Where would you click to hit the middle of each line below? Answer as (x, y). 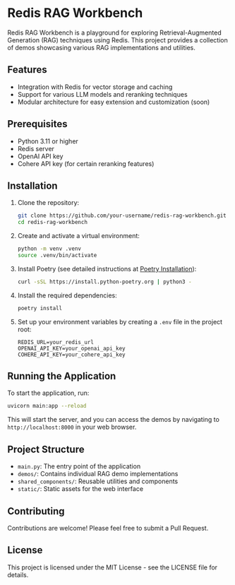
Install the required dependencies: (67, 295)
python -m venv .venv (49, 249)
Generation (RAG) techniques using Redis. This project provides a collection (117, 40)
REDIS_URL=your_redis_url (55, 342)
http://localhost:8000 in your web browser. (72, 427)
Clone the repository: (48, 203)
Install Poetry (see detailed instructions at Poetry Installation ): (107, 268)
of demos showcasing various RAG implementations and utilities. (102, 47)
